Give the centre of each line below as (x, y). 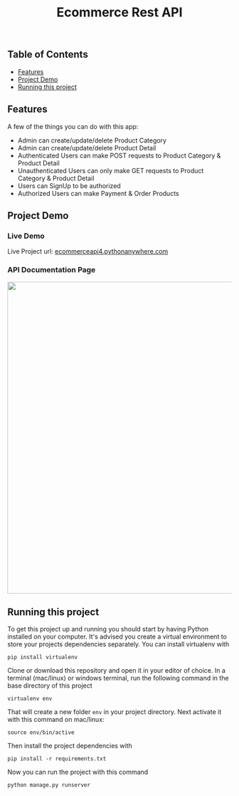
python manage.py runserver (49, 785)
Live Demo (26, 236)
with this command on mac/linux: (56, 720)
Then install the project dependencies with (70, 746)
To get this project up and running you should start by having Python (108, 629)
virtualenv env (30, 699)
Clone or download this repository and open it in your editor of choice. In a (117, 671)
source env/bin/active (41, 733)
